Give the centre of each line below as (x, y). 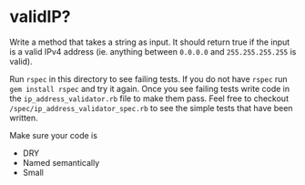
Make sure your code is (54, 135)
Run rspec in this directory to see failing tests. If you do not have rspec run (149, 78)
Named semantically (61, 162)
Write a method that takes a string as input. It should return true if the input (150, 42)
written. (24, 118)
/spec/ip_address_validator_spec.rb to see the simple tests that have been (151, 108)
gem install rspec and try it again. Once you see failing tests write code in (150, 88)
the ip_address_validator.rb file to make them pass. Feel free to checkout (149, 98)
